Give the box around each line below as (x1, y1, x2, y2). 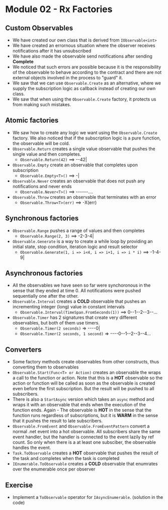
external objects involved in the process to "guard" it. (12, 75, 123, 80)
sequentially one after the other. (12, 293, 79, 299)
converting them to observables (12, 364, 79, 370)
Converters (5, 345, 42, 354)
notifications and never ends (12, 183, 72, 189)
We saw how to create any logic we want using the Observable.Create (12, 129, 157, 135)
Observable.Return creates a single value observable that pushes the (12, 146, 155, 152)
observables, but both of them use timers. (12, 320, 100, 326)
